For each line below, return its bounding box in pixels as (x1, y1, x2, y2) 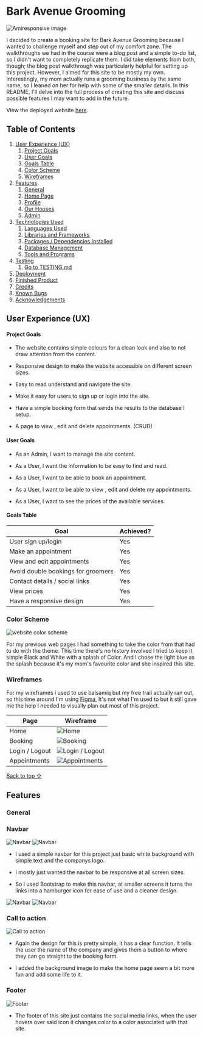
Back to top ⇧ (6, 772, 43, 780)
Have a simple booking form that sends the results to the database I (15, 404, 185, 412)
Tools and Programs (24, 250, 75, 257)
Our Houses (24, 205, 55, 212)
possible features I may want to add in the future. (6, 95, 129, 102)
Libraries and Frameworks (24, 231, 90, 239)
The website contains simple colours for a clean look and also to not (15, 344, 187, 351)
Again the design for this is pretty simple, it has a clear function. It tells (15, 939, 192, 947)
